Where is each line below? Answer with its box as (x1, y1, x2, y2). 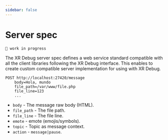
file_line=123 (14, 88, 44, 94)
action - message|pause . (12, 128, 62, 134)
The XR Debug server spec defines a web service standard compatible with (5, 55, 163, 61)
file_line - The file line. (12, 112, 64, 119)
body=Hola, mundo (14, 79, 51, 85)
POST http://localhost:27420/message (5, 75, 85, 80)
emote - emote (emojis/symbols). (12, 118, 80, 124)
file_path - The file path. (12, 107, 66, 113)
